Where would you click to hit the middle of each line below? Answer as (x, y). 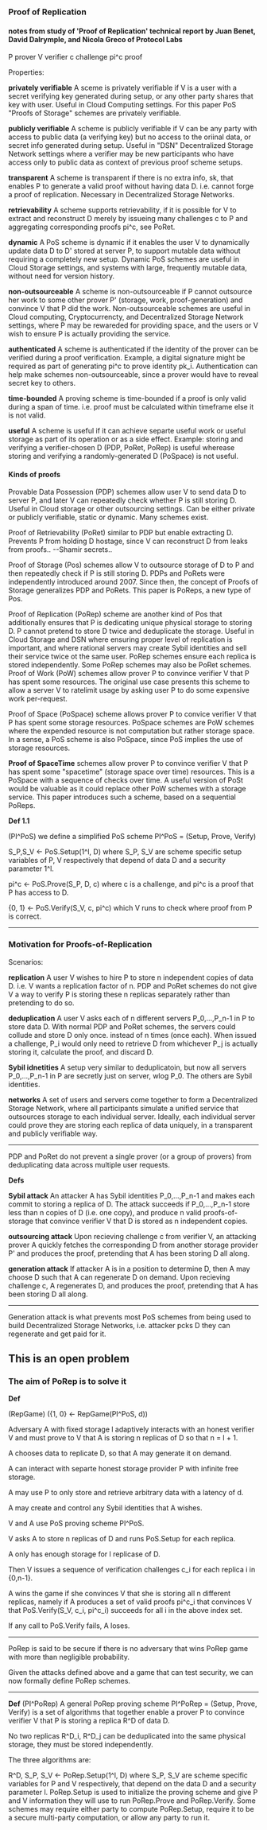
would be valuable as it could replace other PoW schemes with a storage (127, 789)
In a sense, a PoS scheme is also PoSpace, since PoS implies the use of (126, 740)
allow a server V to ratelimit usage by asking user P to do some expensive (129, 690)
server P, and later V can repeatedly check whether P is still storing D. (122, 500)
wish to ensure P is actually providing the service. (89, 334)
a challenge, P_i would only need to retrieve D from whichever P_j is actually (133, 1043)
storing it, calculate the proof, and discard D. (81, 1051)
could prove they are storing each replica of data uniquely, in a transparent (130, 1125)
